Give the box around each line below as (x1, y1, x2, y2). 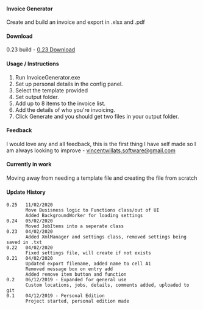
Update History (6, 188, 46, 196)
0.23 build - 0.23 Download (6, 46, 76, 53)
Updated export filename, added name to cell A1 (25, 260, 151, 267)
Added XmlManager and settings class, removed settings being (25, 234, 187, 240)
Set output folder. (15, 93, 59, 100)
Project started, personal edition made (25, 298, 130, 304)
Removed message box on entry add (25, 266, 113, 272)
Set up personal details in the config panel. (15, 80, 123, 87)
